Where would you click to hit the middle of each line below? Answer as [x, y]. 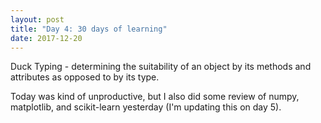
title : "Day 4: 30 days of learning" [89, 29]
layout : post [37, 19]
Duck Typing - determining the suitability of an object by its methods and [161, 67]
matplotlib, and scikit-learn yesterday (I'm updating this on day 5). [146, 107]
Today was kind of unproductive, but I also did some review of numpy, [155, 97]
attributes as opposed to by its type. [85, 77]
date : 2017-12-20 [46, 38]
